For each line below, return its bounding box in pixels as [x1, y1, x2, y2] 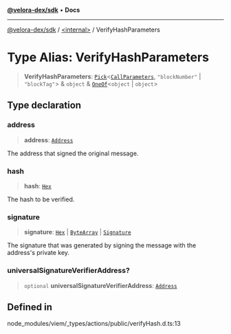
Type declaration [7, 100, 81, 111]
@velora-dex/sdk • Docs [7, 6, 80, 14]
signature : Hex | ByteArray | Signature [23, 228, 132, 236]
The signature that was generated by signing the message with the [7, 241, 197, 249]
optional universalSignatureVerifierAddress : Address [23, 281, 177, 289]
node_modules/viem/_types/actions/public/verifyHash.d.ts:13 [7, 320, 181, 328]
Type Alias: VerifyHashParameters [7, 49, 210, 65]
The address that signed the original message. [7, 149, 139, 157]
